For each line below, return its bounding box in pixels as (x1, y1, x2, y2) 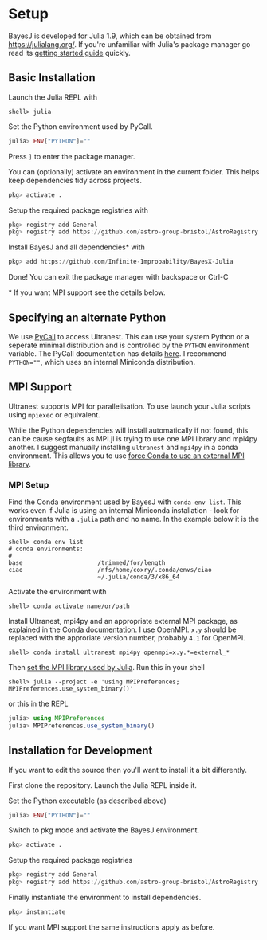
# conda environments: (8, 545, 84, 554)
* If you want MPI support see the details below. (8, 288, 166, 297)
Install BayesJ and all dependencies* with (8, 242, 146, 252)
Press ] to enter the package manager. (8, 151, 135, 161)
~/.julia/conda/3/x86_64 (96, 573, 180, 582)
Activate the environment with (8, 587, 107, 597)
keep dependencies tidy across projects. (8, 175, 142, 185)
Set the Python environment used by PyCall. (8, 121, 153, 131)
